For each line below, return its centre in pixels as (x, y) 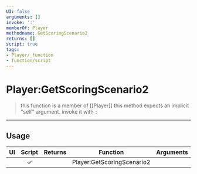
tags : (13, 50)
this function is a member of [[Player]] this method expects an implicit (105, 105)
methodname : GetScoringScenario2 (47, 33)
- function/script (28, 60)
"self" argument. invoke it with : (59, 112)
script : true (22, 45)
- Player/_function (30, 55)
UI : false (18, 11)
